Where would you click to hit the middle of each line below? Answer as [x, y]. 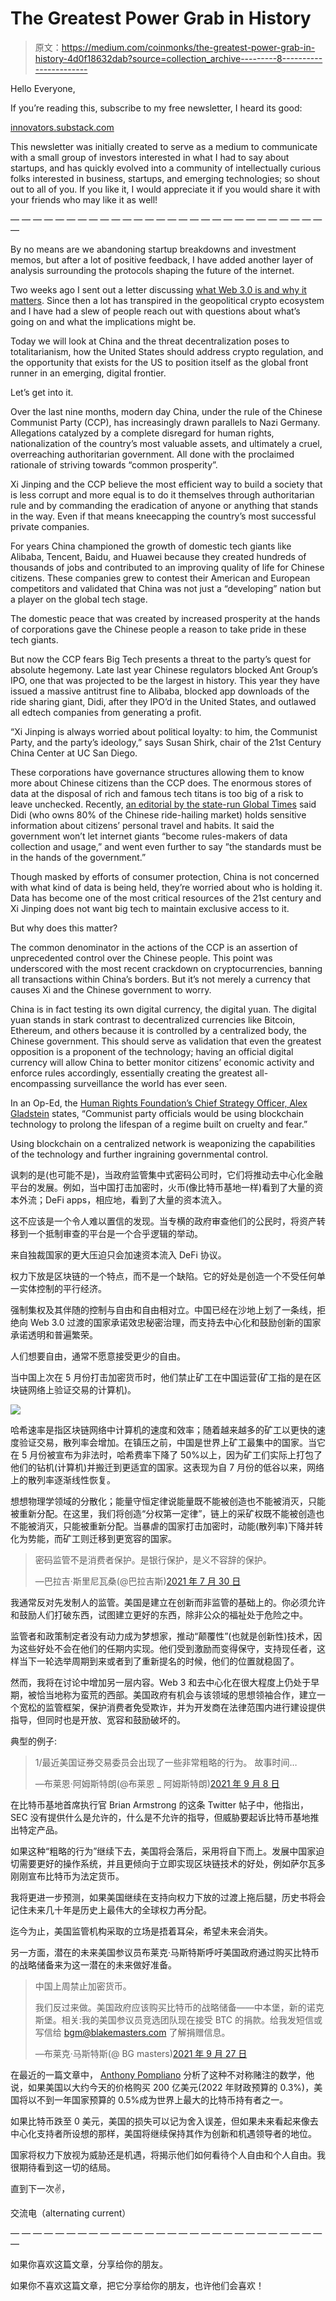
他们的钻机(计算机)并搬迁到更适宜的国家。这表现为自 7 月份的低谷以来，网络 [167, 1467]
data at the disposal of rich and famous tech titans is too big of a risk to [157, 793]
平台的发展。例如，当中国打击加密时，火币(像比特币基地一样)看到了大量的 [162, 1187]
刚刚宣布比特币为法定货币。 [67, 1876]
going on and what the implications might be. [103, 321]
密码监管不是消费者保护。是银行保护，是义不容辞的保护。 [153, 1559]
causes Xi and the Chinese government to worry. [111, 989]
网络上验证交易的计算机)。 [82, 1389]
